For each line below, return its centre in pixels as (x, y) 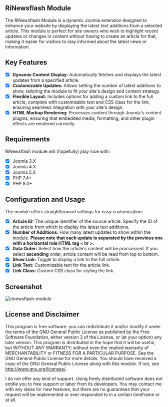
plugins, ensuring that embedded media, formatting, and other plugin (83, 118)
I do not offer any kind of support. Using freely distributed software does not (84, 379)
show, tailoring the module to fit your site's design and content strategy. (86, 91)
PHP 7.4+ (22, 178)
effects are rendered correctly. (44, 123)
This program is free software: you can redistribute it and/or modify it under (83, 326)
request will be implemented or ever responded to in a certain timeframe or (82, 395)
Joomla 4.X (24, 166)
